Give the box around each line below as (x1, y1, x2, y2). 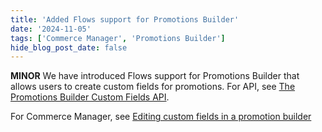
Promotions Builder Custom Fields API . (10, 91, 170, 103)
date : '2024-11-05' (10, 24, 92, 34)
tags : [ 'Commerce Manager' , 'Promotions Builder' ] (10, 33, 226, 43)
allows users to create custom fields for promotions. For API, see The (10, 81, 296, 93)
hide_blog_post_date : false (10, 42, 128, 53)
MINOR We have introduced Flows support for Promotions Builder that (10, 70, 300, 82)
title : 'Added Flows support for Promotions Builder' (10, 14, 240, 25)
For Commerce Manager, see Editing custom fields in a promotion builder (10, 111, 312, 123)
